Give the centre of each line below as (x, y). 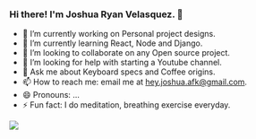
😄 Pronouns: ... (51, 95)
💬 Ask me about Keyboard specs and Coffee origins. (119, 72)
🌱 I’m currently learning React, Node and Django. (112, 43)
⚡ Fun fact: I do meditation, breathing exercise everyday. (126, 105)
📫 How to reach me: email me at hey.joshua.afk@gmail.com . (135, 82)
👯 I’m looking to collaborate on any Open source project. (126, 53)
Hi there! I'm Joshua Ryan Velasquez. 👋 (96, 14)
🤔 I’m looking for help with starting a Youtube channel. (122, 63)
